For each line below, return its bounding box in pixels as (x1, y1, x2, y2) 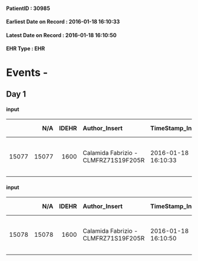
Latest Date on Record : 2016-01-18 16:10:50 (6, 31, 117, 38)
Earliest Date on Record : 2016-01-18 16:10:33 (6, 18, 120, 25)
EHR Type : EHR (6, 45, 45, 52)
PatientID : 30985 (6, 5, 50, 12)
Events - (6, 65, 48, 79)
